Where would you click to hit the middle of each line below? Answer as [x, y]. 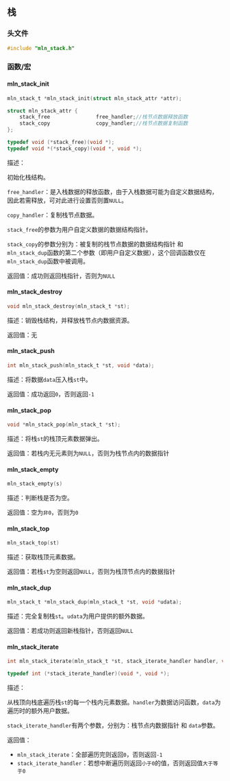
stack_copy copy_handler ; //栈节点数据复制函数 [104, 123]
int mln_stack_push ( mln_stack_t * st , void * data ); [81, 365]
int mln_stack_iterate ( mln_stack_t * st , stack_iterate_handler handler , [113, 661]
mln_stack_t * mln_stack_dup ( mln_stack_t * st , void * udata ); [95, 602]
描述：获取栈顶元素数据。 [43, 557]
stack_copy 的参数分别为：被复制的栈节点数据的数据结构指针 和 [95, 244]
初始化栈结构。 [28, 177]
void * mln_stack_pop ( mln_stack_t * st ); [64, 425]
